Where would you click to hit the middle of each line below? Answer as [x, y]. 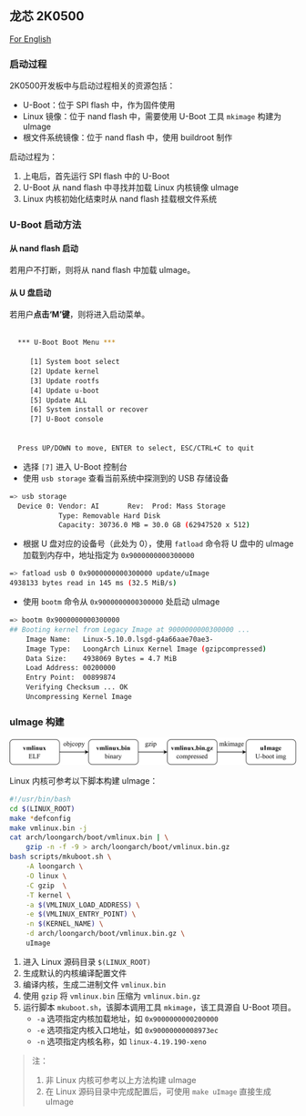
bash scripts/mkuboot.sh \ [61, 857]
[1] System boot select [75, 362]
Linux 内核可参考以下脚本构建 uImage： [84, 780]
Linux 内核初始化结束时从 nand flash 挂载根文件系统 [120, 199]
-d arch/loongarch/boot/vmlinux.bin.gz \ [105, 934]
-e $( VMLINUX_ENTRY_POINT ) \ [81, 914]
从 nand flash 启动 [44, 248]
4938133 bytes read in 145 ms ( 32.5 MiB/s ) [93, 583]
